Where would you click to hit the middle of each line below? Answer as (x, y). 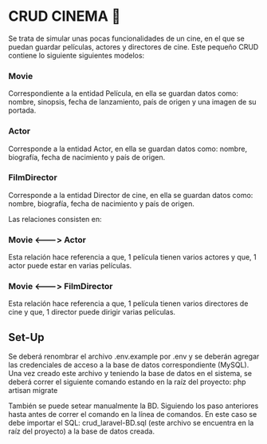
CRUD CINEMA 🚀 (65, 16)
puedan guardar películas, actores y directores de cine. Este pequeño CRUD (133, 46)
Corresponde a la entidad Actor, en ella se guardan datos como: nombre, (128, 149)
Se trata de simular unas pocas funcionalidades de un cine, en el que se (126, 38)
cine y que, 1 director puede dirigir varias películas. (92, 312)
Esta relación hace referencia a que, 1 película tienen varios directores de (128, 303)
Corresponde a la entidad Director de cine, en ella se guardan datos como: (131, 195)
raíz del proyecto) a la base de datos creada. (82, 431)
